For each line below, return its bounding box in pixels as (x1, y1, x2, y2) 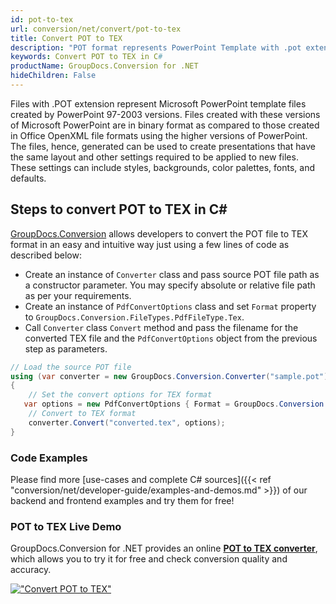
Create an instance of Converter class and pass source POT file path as (24, 268, 320, 280)
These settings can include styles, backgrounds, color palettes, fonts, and (10, 161, 315, 173)
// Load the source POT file (10, 362, 132, 372)
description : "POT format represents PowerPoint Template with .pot (10, 42, 302, 53)
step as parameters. (24, 342, 108, 355)
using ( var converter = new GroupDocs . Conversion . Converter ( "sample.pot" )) (10, 371, 333, 381)
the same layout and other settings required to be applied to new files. (10, 151, 299, 163)
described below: (10, 249, 82, 261)
